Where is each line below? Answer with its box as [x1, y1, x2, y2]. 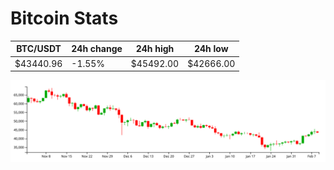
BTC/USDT [16, 43, 62, 55]
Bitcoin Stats [10, 7, 119, 30]
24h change [71, 43, 123, 55]
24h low [193, 43, 229, 55]
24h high [135, 43, 175, 55]
